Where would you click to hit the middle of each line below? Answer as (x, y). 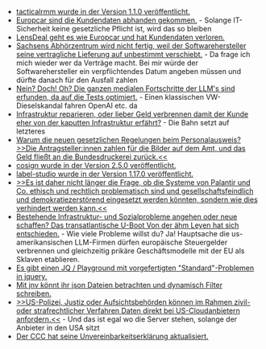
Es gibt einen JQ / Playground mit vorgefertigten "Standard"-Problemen (135, 268)
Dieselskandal (39, 105)
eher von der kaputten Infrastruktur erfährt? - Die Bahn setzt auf (123, 123)
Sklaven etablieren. (48, 259)
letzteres (31, 131)
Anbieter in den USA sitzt (58, 328)
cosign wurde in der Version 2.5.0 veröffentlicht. (96, 165)
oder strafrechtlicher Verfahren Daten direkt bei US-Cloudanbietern (128, 310)
